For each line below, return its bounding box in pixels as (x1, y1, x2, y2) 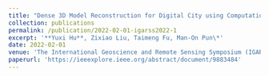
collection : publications (8, 19, 94, 27)
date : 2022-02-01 (8, 41, 66, 49)
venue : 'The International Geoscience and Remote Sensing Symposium (8, 48, 242, 56)
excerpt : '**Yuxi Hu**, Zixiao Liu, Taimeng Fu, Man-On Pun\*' (8, 33, 224, 42)
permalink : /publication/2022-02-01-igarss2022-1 (8, 26, 178, 34)
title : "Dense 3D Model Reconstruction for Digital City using (8, 11, 224, 20)
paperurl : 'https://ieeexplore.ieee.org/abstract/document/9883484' (8, 56, 242, 64)
